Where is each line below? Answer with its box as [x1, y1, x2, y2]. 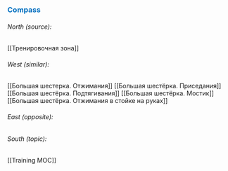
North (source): [7, 22, 52, 31]
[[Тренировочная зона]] [7, 44, 80, 53]
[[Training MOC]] [7, 156, 57, 165]
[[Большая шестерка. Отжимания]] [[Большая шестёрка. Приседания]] [7, 82, 222, 90]
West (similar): [7, 60, 49, 68]
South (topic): [7, 135, 47, 143]
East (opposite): [7, 112, 54, 121]
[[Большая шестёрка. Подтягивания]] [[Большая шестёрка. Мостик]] [7, 89, 215, 97]
